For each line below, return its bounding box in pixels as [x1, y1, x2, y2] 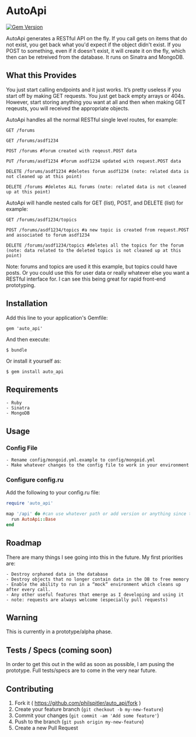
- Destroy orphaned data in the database [6, 571, 108, 577]
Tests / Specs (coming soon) [6, 645, 113, 655]
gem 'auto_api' [6, 325, 43, 332]
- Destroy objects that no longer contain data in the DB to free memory [6, 576, 190, 582]
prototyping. [6, 281, 36, 288]
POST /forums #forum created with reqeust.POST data [6, 148, 137, 153]
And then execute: [6, 336, 50, 343]
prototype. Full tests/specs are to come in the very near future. [6, 667, 157, 674]
